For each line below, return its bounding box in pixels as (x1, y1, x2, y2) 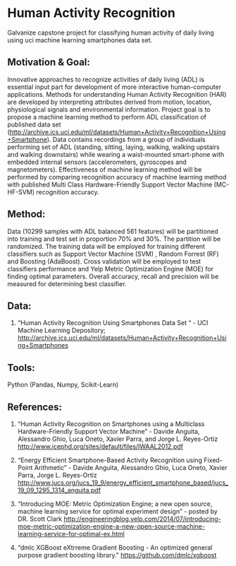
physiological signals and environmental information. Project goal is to (7, 105, 211, 114)
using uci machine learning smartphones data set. (7, 35, 153, 44)
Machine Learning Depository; (17, 326, 106, 335)
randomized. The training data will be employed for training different (7, 242, 206, 250)
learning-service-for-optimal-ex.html (17, 530, 125, 538)
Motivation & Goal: (7, 57, 90, 69)
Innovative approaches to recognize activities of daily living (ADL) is (7, 75, 204, 83)
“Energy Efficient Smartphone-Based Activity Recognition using (17, 456, 203, 464)
